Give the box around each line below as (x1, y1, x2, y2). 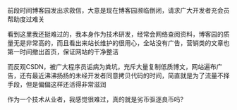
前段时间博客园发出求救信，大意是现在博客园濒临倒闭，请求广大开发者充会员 (7, 6, 230, 14)
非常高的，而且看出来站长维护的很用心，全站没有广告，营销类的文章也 (25, 39, 230, 47)
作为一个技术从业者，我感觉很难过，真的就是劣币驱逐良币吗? (7, 95, 184, 104)
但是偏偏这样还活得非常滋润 (25, 80, 107, 88)
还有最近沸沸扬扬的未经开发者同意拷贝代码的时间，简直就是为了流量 (19, 71, 217, 80)
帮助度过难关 (7, 15, 44, 23)
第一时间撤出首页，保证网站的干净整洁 (7, 48, 119, 56)
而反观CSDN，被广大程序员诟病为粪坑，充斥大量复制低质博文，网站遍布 (7, 63, 217, 71)
